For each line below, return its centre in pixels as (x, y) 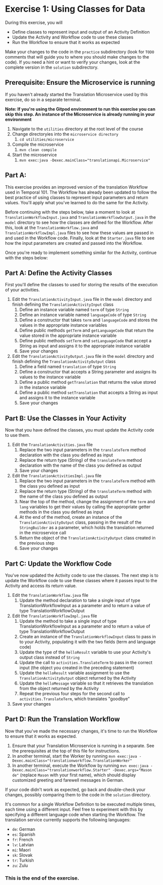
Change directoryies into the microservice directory (65, 134)
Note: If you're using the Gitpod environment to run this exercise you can (80, 109)
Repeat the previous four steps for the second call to (72, 694)
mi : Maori (21, 850)
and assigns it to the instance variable (57, 398)
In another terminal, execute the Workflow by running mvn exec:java (80, 765)
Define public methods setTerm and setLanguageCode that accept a (85, 341)
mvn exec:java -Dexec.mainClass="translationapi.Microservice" (85, 160)
